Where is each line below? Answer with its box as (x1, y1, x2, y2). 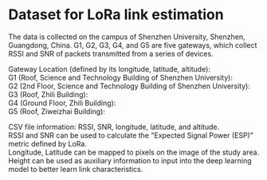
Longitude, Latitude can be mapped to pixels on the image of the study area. (8, 147, 260, 157)
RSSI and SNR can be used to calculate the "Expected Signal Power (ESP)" (8, 130, 253, 140)
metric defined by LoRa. (8, 139, 88, 148)
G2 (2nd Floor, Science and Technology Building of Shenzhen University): (8, 81, 251, 91)
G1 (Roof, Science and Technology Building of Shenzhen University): (8, 72, 234, 82)
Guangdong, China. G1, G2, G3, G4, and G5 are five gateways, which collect (8, 40, 257, 49)
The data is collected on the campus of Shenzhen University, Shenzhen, (8, 32, 245, 41)
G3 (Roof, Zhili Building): (8, 89, 88, 99)
